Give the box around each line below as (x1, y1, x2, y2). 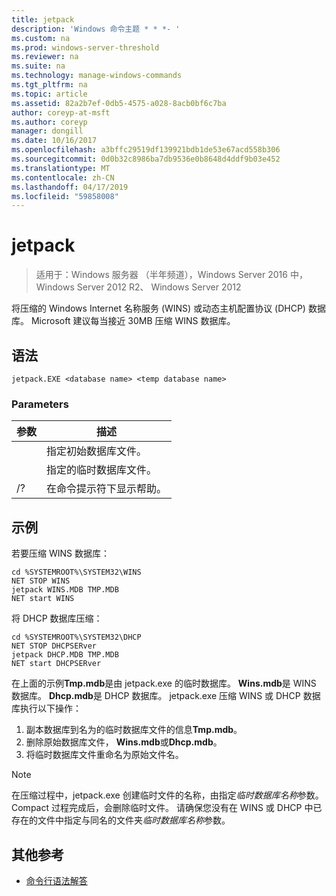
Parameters (11, 397, 69, 411)
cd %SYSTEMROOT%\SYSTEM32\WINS (11, 567, 142, 578)
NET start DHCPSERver (11, 659, 102, 669)
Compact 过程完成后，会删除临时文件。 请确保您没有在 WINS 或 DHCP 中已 (11, 802, 323, 814)
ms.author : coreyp (11, 117, 88, 127)
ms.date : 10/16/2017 (11, 136, 98, 146)
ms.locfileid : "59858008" (11, 191, 119, 201)
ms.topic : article (11, 89, 88, 99)
